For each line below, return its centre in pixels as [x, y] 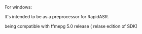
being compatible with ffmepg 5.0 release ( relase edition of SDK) [71, 26]
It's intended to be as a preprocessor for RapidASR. [57, 17]
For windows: [18, 7]
